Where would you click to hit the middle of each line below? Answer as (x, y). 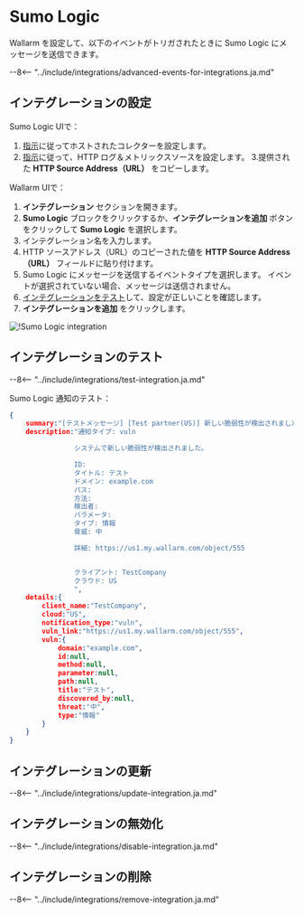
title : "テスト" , (86, 690)
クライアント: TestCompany (120, 572)
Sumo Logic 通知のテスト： (60, 398)
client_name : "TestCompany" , (94, 606)
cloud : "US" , (64, 615)
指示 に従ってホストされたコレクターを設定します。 (117, 146)
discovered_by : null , (96, 698)
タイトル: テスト (101, 473)
